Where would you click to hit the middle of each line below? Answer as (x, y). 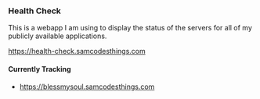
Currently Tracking (40, 69)
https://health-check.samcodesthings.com (77, 51)
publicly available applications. (58, 36)
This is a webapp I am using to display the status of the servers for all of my (130, 28)
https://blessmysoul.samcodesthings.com (87, 87)
